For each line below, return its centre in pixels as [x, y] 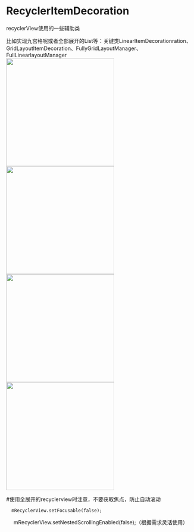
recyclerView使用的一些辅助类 [43, 28]
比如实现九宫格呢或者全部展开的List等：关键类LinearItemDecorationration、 [99, 41]
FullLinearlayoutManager [37, 55]
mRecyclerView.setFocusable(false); [57, 511]
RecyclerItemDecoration [68, 11]
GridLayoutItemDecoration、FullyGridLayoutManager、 [74, 48]
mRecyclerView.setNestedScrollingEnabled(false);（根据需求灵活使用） [101, 522]
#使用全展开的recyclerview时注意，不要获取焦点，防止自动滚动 [84, 499]
